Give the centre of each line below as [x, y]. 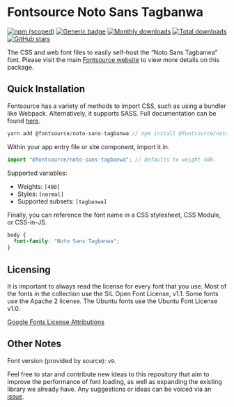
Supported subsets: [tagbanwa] [62, 201]
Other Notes [34, 344]
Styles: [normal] [40, 194]
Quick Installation [46, 89]
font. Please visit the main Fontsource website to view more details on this [114, 59]
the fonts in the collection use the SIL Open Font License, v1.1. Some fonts [113, 293]
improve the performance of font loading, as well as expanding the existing [115, 381]
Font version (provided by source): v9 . [62, 360]
